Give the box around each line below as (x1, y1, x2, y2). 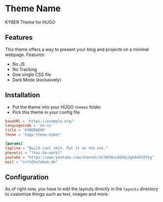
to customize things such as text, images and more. (5, 191, 109, 197)
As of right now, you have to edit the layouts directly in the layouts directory (5, 186, 158, 192)
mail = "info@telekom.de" (5, 159, 58, 164)
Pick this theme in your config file (12, 109, 80, 115)
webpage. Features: (5, 51, 46, 57)
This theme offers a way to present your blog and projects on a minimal (5, 46, 149, 52)
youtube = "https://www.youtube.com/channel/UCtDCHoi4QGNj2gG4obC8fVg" (5, 155, 154, 160)
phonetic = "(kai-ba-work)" (5, 150, 63, 155)
